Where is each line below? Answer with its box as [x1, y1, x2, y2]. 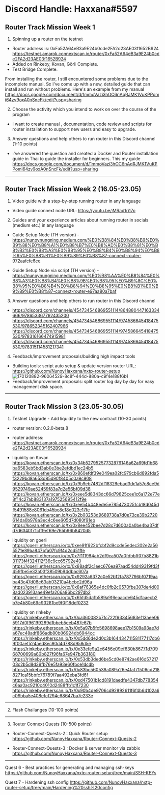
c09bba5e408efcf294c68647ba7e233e [12, 692, 93, 698]
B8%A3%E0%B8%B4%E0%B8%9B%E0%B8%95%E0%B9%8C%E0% [12, 277, 158, 283]
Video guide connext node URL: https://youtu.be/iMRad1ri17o [12, 207, 136, 213]
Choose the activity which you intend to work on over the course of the [12, 107, 156, 112]
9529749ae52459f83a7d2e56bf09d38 [12, 486, 91, 492]
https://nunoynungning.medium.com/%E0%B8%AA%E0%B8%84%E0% [12, 273, 160, 278]
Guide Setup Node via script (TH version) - [12, 267, 99, 273]
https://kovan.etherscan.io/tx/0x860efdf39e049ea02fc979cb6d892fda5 [12, 470, 159, 476]
